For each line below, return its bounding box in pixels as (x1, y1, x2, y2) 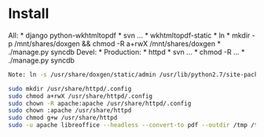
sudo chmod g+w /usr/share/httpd (8, 114, 118, 122)
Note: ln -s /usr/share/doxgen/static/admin (8, 70, 156, 78)
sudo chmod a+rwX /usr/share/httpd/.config (8, 92, 153, 100)
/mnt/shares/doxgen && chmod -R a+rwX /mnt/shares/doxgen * (14, 38, 222, 48)
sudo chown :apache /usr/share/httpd (8, 106, 132, 114)
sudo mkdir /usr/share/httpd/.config (8, 85, 132, 92)
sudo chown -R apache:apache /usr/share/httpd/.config (8, 99, 192, 107)
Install (8, 5, 49, 23)
